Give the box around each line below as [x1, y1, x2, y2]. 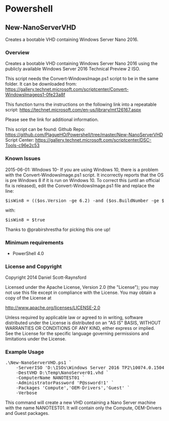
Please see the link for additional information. [5, 116, 99, 123]
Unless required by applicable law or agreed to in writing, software [5, 315, 143, 321]
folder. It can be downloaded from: [5, 81, 77, 87]
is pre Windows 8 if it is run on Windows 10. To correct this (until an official [5, 177, 160, 183]
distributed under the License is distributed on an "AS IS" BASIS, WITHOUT [5, 320, 161, 326]
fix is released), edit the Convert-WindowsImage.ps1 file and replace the [5, 183, 155, 189]
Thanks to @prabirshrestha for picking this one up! [5, 226, 111, 232]
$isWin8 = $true [5, 217, 45, 222]
